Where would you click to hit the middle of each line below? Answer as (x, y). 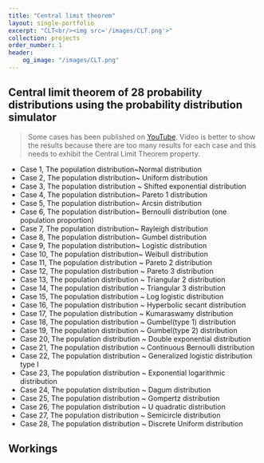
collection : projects (44, 38)
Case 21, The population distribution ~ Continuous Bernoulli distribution (137, 347)
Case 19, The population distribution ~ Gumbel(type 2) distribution (128, 330)
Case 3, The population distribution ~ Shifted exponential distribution (133, 186)
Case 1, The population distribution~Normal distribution (110, 169)
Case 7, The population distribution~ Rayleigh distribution (114, 228)
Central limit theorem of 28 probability (105, 93)
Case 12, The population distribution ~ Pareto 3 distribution (116, 271)
